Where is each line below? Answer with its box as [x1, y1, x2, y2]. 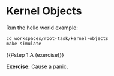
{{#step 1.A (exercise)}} [6, 51, 64, 58]
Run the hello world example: [6, 24, 78, 31]
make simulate [6, 41, 42, 47]
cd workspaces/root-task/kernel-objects [6, 35, 109, 41]
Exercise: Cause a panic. [6, 63, 68, 70]
